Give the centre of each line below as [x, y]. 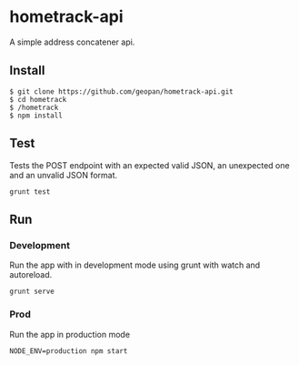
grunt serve [32, 292]
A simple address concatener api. [72, 42]
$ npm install [36, 116]
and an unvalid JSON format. [64, 175]
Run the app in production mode [70, 334]
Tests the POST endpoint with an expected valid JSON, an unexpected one [149, 165]
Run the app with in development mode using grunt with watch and [135, 265]
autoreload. [31, 275]
